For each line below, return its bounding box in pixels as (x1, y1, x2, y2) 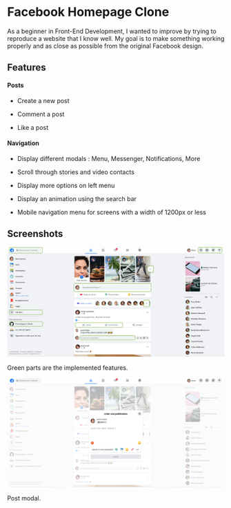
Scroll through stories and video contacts (17, 167, 134, 176)
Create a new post (17, 96, 70, 104)
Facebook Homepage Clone (7, 4, 170, 20)
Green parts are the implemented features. (7, 364, 128, 372)
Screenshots (7, 228, 63, 240)
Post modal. (7, 494, 41, 502)
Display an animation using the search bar (17, 194, 137, 203)
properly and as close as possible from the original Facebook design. (7, 41, 203, 50)
